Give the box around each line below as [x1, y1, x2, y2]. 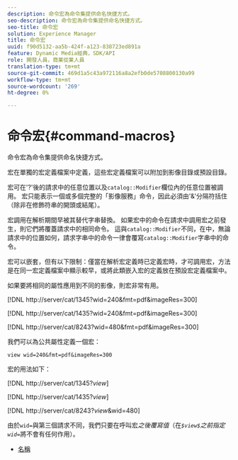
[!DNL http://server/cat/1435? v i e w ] [7, 393, 109, 401]
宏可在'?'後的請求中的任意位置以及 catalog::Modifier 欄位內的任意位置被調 [7, 183, 224, 192]
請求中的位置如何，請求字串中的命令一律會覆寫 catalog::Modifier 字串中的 [7, 234, 223, 242]
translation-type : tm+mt [7, 63, 81, 70]
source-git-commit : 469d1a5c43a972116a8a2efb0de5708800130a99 [7, 69, 195, 76]
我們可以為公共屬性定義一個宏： [7, 338, 101, 346]
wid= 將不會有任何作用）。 [7, 430, 79, 439]
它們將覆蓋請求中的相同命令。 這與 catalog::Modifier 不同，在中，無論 [25, 224, 231, 234]
